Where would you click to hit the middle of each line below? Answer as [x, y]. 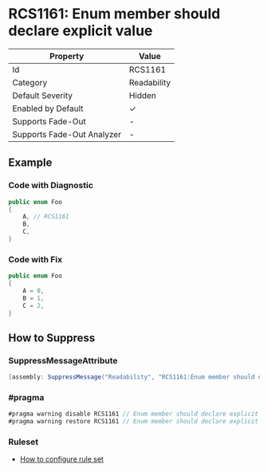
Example [30, 163]
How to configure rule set [61, 459]
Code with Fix [35, 259]
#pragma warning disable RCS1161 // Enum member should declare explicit [134, 414]
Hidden [143, 95]
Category [30, 82]
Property [67, 56]
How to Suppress [52, 338]
